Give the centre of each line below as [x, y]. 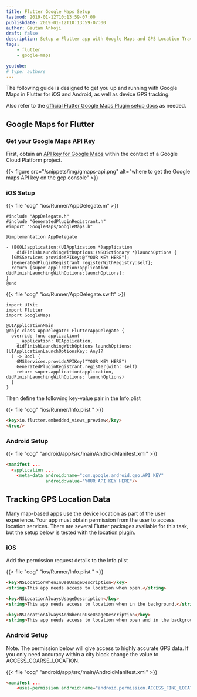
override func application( [46, 336]
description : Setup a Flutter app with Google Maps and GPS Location [93, 39]
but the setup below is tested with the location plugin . [71, 532]
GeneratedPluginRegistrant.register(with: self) [77, 367]
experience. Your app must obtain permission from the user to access [90, 520]
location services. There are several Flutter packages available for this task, [97, 526]
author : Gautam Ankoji [34, 28]
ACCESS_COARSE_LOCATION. [43, 661]
